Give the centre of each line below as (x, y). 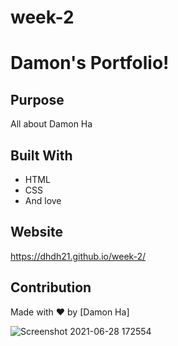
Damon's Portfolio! (90, 63)
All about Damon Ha (51, 124)
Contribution (51, 287)
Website (36, 232)
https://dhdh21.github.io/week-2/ (78, 256)
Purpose (37, 99)
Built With (41, 155)
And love (43, 200)
